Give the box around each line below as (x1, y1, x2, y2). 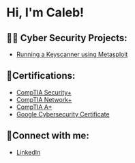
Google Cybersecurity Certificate (16, 110, 110, 118)
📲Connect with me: (6, 130, 89, 142)
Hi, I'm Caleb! (6, 5, 85, 21)
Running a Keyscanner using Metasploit (16, 50, 128, 58)
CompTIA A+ (16, 103, 52, 111)
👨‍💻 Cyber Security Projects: (6, 32, 127, 44)
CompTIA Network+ (16, 95, 72, 103)
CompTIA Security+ (16, 88, 72, 97)
